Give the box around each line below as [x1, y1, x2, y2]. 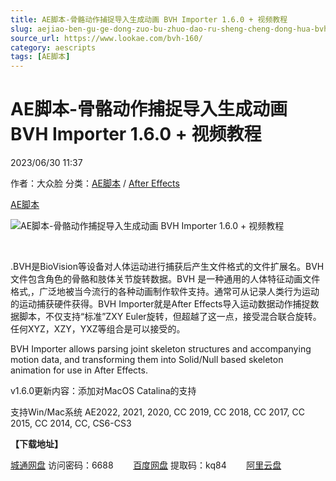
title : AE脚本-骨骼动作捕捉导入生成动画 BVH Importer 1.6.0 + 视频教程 [10, 14, 288, 25]
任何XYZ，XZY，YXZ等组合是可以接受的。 [10, 323, 186, 335]
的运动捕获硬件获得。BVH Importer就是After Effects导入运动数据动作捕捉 [10, 298, 311, 310]
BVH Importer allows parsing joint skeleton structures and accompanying [10, 343, 312, 355]
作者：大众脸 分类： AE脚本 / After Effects [10, 177, 180, 190]
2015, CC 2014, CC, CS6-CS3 [10, 417, 132, 430]
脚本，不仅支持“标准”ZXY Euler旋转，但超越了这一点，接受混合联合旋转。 [18, 311, 322, 323]
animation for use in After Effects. [10, 364, 148, 376]
